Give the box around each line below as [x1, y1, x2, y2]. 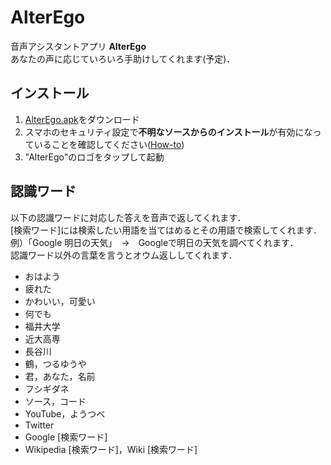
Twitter [24, 419, 55, 431]
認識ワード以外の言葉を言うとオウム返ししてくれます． [10, 249, 238, 261]
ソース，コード [24, 395, 87, 407]
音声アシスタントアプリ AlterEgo [10, 40, 147, 52]
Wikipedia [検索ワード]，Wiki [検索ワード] [24, 443, 198, 455]
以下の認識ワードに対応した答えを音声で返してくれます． [10, 211, 247, 223]
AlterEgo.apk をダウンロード [24, 113, 140, 125]
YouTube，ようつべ [24, 407, 106, 420]
